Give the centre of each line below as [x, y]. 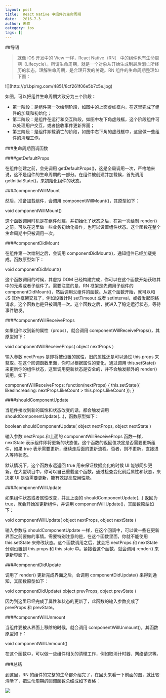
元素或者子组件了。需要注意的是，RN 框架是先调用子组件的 [74, 286]
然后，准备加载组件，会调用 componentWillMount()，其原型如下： [72, 201]
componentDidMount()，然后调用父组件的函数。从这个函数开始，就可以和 [80, 292]
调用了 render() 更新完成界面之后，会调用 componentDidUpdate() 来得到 [79, 575]
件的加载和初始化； [32, 113]
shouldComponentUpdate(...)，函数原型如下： [52, 416]
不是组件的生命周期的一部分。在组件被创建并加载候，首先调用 [81, 174]
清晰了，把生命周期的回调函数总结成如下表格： [53, 681]
